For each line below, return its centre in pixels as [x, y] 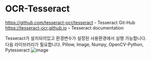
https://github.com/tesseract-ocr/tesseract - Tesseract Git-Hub [70, 22]
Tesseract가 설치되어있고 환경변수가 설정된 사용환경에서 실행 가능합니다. [76, 38]
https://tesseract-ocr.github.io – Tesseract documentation [64, 27]
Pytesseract [17, 50]
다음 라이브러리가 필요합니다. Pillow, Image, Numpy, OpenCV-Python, [75, 44]
